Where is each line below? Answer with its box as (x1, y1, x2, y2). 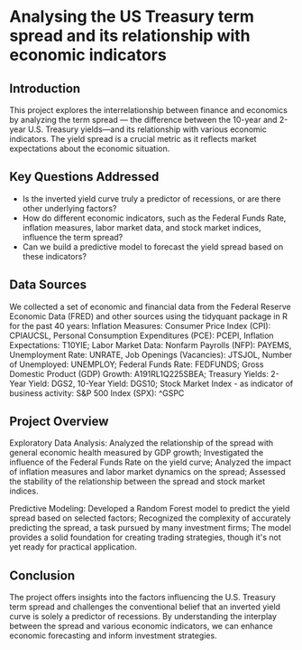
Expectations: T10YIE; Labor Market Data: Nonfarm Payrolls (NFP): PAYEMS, (9, 339, 292, 350)
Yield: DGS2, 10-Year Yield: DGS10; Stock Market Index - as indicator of (28, 378, 294, 389)
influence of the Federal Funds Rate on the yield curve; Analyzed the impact (9, 457, 291, 467)
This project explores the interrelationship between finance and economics (9, 105, 288, 115)
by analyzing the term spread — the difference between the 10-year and (9, 115, 278, 125)
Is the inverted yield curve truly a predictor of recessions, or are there (22, 193, 281, 204)
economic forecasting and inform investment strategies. (9, 630, 218, 641)
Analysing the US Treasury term (9, 6, 255, 27)
